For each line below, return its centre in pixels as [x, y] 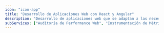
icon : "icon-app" [23, 9]
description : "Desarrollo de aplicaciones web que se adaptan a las [76, 18]
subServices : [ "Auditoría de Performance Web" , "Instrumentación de [76, 23]
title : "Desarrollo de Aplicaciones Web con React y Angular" [70, 14]
